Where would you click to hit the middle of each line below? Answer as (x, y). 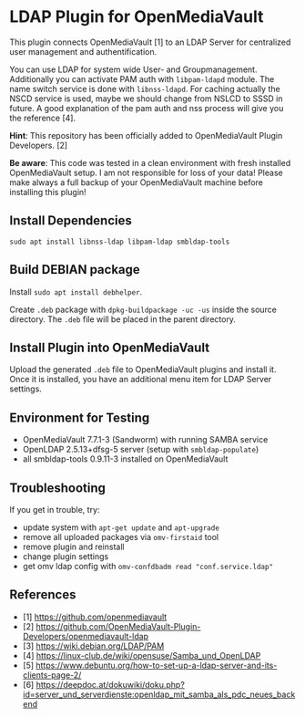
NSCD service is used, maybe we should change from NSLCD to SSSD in (147, 99)
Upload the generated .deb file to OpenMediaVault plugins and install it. (143, 369)
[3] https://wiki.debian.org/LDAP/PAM (93, 646)
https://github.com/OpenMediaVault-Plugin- (118, 626)
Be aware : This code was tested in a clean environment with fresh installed (150, 162)
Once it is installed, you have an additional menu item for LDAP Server (141, 380)
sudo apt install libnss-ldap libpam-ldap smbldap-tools (120, 242)
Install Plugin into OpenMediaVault (110, 347)
